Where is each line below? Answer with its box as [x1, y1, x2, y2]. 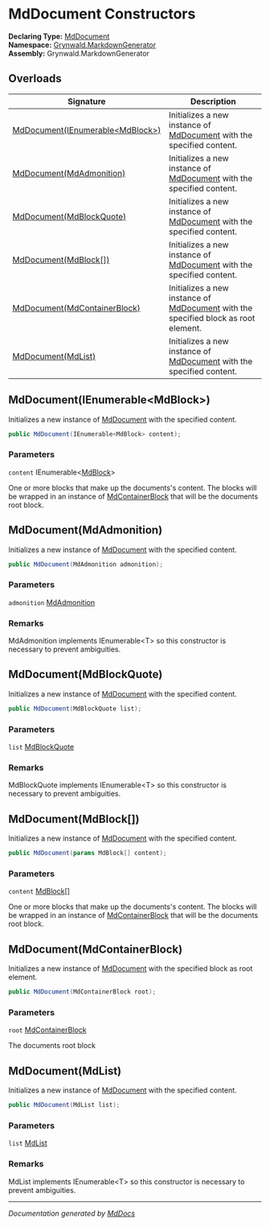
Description [190, 96, 236, 107]
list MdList [8, 1138, 48, 1148]
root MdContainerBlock [8, 1025, 87, 1035]
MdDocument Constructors [8, 5, 196, 23]
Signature [67, 96, 106, 107]
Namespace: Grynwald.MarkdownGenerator [8, 39, 157, 49]
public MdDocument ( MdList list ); [8, 1101, 121, 1109]
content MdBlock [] [8, 887, 71, 896]
